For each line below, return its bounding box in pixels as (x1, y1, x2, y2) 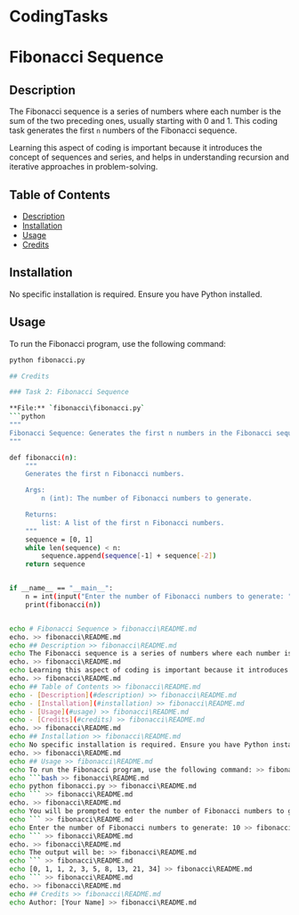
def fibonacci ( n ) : (9, 453, 77, 462)
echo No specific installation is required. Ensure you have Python (9, 740, 269, 749)
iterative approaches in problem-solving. (9, 161, 158, 172)
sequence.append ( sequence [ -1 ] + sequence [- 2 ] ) (41, 551, 217, 561)
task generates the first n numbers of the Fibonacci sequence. (9, 125, 238, 136)
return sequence (25, 560, 86, 569)
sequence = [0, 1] (25, 535, 93, 544)
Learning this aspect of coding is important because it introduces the (9, 143, 263, 153)
